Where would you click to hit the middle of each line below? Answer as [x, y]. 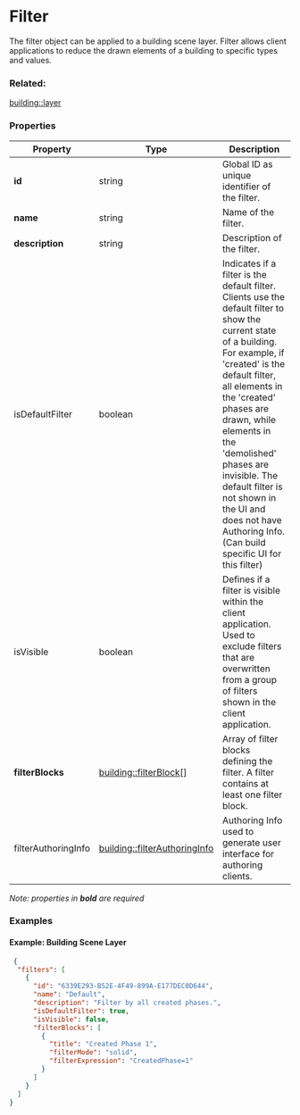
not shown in [249, 497]
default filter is [252, 487]
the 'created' [249, 397]
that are [238, 657]
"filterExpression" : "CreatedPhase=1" [121, 1061]
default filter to [253, 308]
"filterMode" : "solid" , [93, 1053]
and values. [30, 60]
